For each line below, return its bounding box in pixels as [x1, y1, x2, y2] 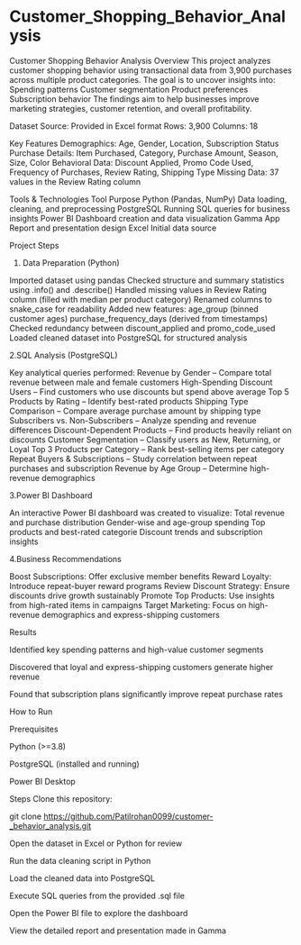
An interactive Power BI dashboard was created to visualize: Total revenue [9, 507, 286, 518]
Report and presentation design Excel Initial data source [9, 223, 217, 233]
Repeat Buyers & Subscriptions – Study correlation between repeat [9, 453, 258, 464]
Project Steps [9, 240, 59, 250]
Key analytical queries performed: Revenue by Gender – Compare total [9, 367, 272, 377]
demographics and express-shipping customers [41, 609, 221, 620]
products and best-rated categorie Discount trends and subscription [9, 526, 263, 537]
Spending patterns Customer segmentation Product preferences [9, 84, 249, 95]
